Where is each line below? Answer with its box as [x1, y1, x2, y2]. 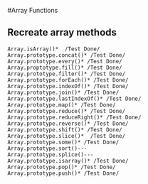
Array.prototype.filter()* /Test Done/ [7, 70, 126, 77]
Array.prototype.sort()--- [7, 145, 88, 152]
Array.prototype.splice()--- [7, 151, 94, 158]
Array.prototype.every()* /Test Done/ [7, 58, 122, 65]
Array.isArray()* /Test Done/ [7, 45, 100, 53]
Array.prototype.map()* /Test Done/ [7, 101, 116, 109]
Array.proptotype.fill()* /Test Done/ [7, 64, 122, 71]
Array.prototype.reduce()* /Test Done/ [7, 107, 126, 114]
